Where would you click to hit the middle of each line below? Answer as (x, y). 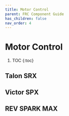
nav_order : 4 (18, 23)
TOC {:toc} (23, 61)
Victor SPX (22, 92)
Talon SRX (21, 76)
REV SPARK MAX (32, 109)
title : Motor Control (27, 9)
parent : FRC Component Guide (34, 14)
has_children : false (26, 18)
